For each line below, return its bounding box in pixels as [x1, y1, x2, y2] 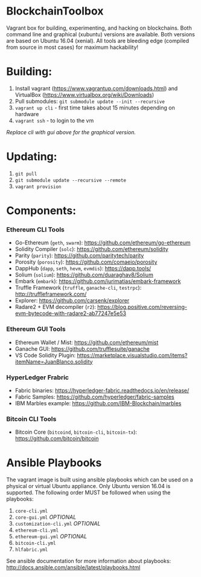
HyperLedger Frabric [6, 373, 69, 382]
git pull [14, 171, 37, 177]
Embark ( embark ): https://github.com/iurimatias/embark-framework [14, 278, 181, 285]
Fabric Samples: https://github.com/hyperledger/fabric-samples [14, 393, 174, 400]
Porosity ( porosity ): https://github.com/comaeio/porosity [14, 258, 158, 266]
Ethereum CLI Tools [6, 225, 65, 233]
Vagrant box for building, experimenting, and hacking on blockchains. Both [6, 24, 192, 31]
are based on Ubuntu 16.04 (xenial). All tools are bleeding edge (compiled [6, 37, 190, 44]
